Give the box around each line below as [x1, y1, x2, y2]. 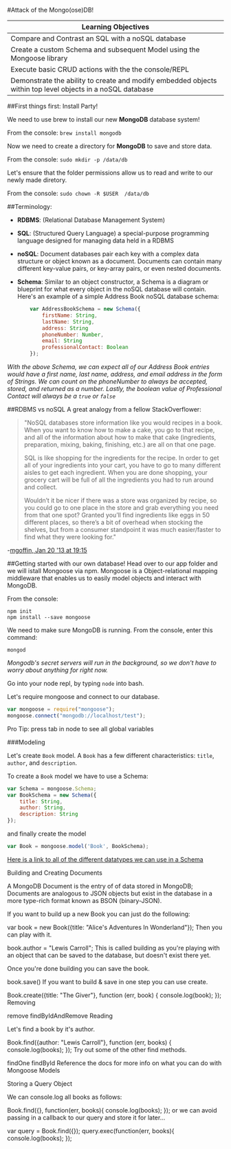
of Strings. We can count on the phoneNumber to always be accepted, [7, 377, 208, 386]
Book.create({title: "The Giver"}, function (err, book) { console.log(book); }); [7, 991, 222, 999]
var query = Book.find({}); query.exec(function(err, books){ [7, 1126, 175, 1135]
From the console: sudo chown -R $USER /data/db [7, 189, 150, 197]
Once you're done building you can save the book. [7, 964, 150, 972]
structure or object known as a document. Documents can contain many [16, 257, 222, 265]
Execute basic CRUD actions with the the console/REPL [10, 65, 190, 74]
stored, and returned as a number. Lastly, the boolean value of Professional [7, 385, 222, 392]
